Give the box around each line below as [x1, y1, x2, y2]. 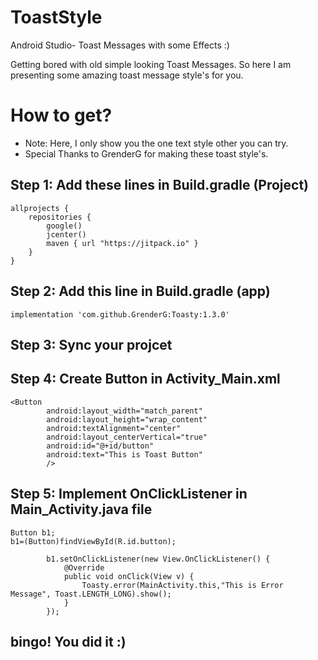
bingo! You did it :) [10, 633, 127, 650]
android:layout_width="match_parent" [46, 406, 203, 416]
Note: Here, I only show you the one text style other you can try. [24, 137, 289, 149]
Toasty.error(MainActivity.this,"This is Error [81, 580, 284, 590]
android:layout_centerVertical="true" [46, 432, 208, 442]
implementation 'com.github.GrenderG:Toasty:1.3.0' [10, 309, 230, 320]
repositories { [28, 212, 92, 222]
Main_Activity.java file [10, 501, 153, 518]
